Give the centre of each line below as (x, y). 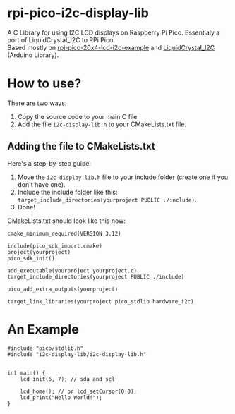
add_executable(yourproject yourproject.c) (72, 270)
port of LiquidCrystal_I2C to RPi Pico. (61, 39)
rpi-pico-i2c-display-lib (78, 13)
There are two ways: (37, 103)
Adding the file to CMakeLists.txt (81, 146)
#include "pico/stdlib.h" (45, 348)
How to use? (44, 84)
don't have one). (41, 184)
